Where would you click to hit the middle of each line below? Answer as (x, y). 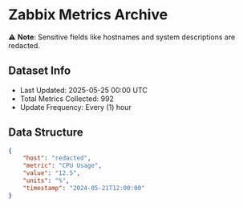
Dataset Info (40, 71)
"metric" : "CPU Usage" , (63, 166)
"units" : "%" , (46, 181)
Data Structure (46, 133)
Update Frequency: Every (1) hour (76, 107)
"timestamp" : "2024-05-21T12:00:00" (84, 188)
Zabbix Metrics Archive (88, 15)
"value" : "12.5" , (52, 173)
